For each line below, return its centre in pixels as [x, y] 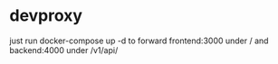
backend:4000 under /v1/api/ [64, 50]
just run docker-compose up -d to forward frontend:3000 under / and [139, 41]
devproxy [46, 16]
